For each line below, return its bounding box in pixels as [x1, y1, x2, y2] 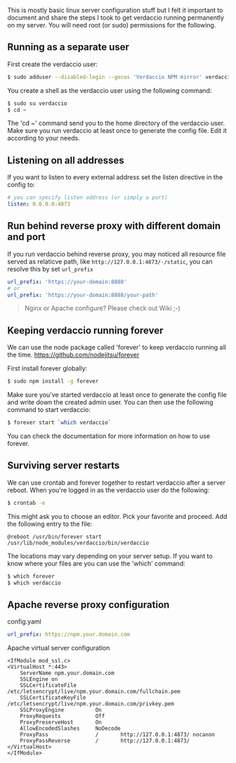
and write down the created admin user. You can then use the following [7, 398, 214, 406]
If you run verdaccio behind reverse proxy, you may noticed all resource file [7, 250, 226, 258]
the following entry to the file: [7, 520, 93, 528]
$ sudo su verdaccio [7, 100, 68, 107]
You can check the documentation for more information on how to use [7, 432, 211, 440]
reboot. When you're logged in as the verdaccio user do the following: [7, 485, 210, 494]
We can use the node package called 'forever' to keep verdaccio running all [7, 343, 226, 352]
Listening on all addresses [7, 154, 124, 166]
